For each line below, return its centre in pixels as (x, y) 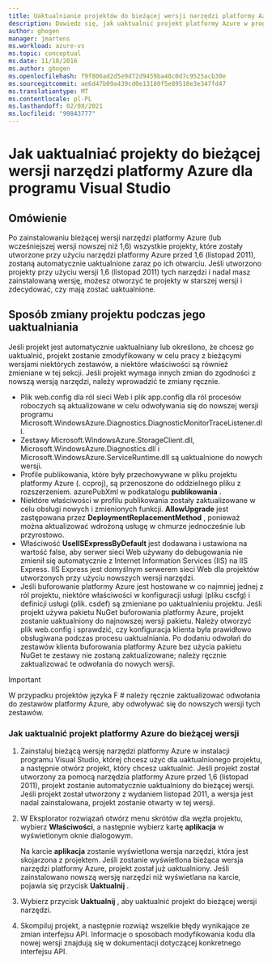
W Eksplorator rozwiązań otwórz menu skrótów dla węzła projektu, (132, 818)
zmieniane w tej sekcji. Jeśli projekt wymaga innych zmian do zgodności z (132, 373)
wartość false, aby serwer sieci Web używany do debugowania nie (131, 552)
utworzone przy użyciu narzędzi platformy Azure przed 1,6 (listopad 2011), (132, 255)
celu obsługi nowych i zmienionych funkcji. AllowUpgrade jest (124, 509)
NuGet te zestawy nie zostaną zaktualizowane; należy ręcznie (123, 655)
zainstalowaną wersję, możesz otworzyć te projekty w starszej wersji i (125, 281)
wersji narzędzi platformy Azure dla (131, 171)
